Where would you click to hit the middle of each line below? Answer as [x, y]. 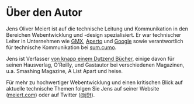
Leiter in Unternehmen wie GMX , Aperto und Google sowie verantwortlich [95, 41]
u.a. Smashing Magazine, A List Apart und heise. [65, 71]
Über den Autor [44, 13]
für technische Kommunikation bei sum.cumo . [61, 47]
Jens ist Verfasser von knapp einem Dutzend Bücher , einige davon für [90, 58]
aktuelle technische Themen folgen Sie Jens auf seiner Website [83, 88]
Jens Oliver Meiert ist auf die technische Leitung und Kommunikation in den [97, 29]
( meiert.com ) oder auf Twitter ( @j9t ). [51, 95]
